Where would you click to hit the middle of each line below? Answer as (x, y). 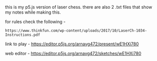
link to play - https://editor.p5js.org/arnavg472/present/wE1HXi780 (72, 44)
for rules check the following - (35, 22)
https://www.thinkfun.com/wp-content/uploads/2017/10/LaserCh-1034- (76, 31)
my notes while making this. (33, 12)
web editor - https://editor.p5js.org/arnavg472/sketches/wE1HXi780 (73, 53)
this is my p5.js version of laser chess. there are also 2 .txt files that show (79, 7)
